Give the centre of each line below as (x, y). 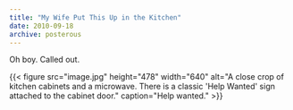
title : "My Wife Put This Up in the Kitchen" (95, 17)
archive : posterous (46, 34)
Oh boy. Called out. (45, 60)
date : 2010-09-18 (42, 26)
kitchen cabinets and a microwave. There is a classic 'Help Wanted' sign (142, 87)
